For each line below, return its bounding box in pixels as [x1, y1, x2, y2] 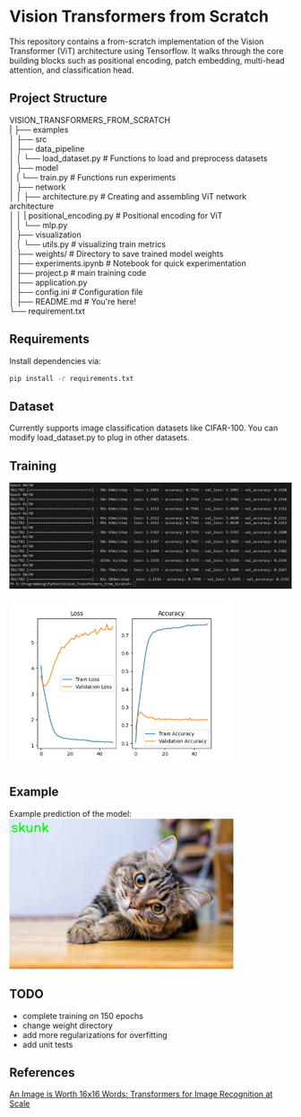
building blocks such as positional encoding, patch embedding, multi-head [9, 55, 285, 66]
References [9, 1065, 75, 1080]
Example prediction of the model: [9, 808, 132, 819]
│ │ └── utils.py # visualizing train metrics [9, 238, 167, 249]
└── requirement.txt [9, 306, 85, 316]
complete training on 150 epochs [21, 1010, 143, 1021]
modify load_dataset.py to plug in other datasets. [9, 432, 190, 443]
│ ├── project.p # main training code [9, 267, 147, 278]
